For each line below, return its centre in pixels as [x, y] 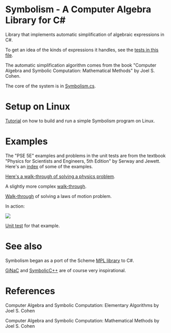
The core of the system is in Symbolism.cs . [51, 86]
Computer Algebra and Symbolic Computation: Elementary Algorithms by [82, 305]
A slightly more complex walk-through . [46, 186]
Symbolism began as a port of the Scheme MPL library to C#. [70, 260]
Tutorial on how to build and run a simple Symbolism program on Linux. [80, 121]
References [30, 291]
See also [24, 246]
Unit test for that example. [33, 226]
